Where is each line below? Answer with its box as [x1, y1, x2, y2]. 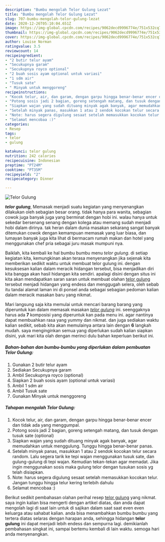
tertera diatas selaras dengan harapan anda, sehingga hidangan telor [5, 515, 145, 521]
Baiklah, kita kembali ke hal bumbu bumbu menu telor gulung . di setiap [5, 250, 148, 256]
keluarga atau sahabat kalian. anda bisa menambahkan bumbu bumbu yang [5, 510, 158, 516]
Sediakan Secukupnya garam [12, 367, 72, 373]
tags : [5, 131, 16, 136]
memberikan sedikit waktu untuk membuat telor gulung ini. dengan [5, 261, 140, 267]
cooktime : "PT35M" [5, 167, 43, 172]
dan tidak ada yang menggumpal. [12, 422, 80, 428]
